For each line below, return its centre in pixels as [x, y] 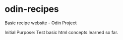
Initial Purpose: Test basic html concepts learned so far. [61, 32]
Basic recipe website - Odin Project [41, 23]
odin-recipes [32, 9]
